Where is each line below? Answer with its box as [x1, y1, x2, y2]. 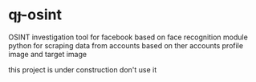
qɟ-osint [8, 6, 63, 24]
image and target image [8, 49, 87, 59]
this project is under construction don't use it [8, 64, 157, 74]
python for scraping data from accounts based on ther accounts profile [8, 40, 243, 50]
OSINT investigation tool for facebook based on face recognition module [8, 32, 249, 42]
